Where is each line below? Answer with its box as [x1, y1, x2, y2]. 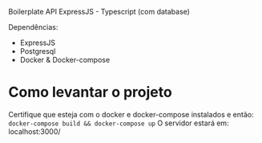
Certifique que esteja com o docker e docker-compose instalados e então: [8, 109, 254, 119]
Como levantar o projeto [8, 84, 172, 101]
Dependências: [8, 22, 58, 31]
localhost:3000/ [8, 126, 62, 136]
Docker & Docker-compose [19, 55, 111, 64]
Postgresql [19, 47, 56, 55]
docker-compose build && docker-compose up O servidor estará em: [8, 118, 230, 128]
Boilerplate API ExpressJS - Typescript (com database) [8, 7, 191, 16]
